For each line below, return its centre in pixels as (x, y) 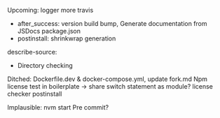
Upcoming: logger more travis (50, 10)
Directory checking (45, 65)
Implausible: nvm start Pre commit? (58, 107)
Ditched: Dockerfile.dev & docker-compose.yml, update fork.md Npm (108, 79)
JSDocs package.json (49, 31)
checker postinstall (35, 94)
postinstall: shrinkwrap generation (67, 38)
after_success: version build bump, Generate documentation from (112, 23)
